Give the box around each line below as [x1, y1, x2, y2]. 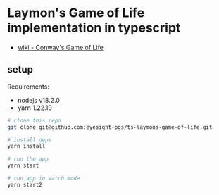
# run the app [7, 156, 49, 163]
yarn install [7, 143, 46, 150]
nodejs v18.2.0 [17, 96, 60, 104]
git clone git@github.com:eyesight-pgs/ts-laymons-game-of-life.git [7, 123, 213, 131]
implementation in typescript [7, 20, 181, 36]
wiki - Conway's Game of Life [17, 43, 104, 51]
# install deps [7, 136, 52, 144]
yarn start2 [7, 181, 42, 188]
